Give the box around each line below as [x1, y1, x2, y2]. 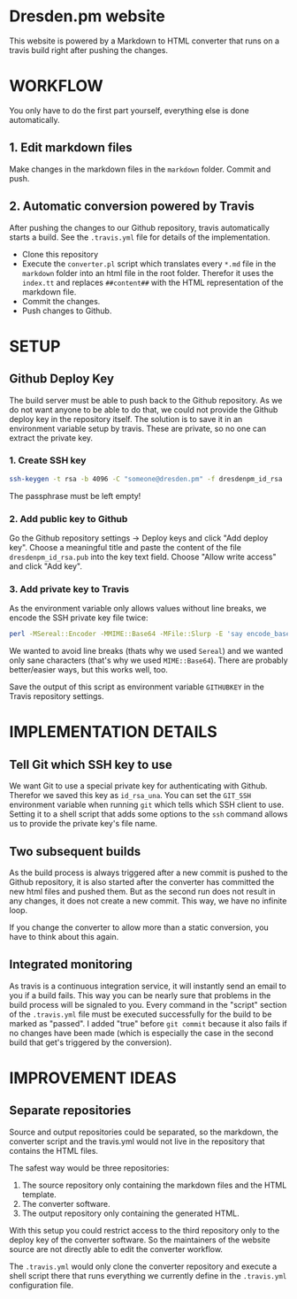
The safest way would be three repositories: [9, 1162, 170, 1173]
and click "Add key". [9, 560, 82, 572]
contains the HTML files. [9, 1145, 99, 1156]
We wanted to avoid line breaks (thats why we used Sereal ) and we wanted [9, 646, 284, 657]
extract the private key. [9, 432, 94, 443]
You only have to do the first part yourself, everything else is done [9, 104, 249, 116]
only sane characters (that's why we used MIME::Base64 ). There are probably [9, 655, 289, 665]
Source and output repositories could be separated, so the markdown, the [9, 1126, 278, 1137]
